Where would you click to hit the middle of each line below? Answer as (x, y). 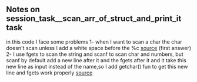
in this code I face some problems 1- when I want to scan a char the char (94, 42)
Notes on (23, 10)
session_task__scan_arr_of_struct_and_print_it (94, 19)
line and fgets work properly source (49, 73)
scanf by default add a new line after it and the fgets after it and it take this (96, 60)
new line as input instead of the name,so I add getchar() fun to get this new (97, 66)
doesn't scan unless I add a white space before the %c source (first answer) (99, 48)
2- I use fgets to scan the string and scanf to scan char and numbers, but (95, 54)
